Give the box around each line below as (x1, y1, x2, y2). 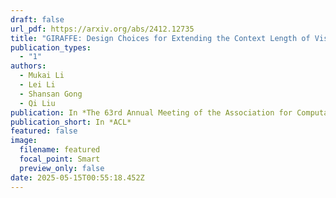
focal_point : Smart (19, 154, 101, 164)
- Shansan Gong (19, 89, 83, 99)
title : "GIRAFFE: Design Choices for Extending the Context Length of (10, 33, 311, 43)
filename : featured (19, 145, 101, 155)
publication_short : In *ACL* (10, 117, 132, 127)
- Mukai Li (19, 71, 65, 81)
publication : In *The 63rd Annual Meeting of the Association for (10, 107, 293, 118)
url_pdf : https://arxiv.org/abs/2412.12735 (10, 24, 195, 34)
